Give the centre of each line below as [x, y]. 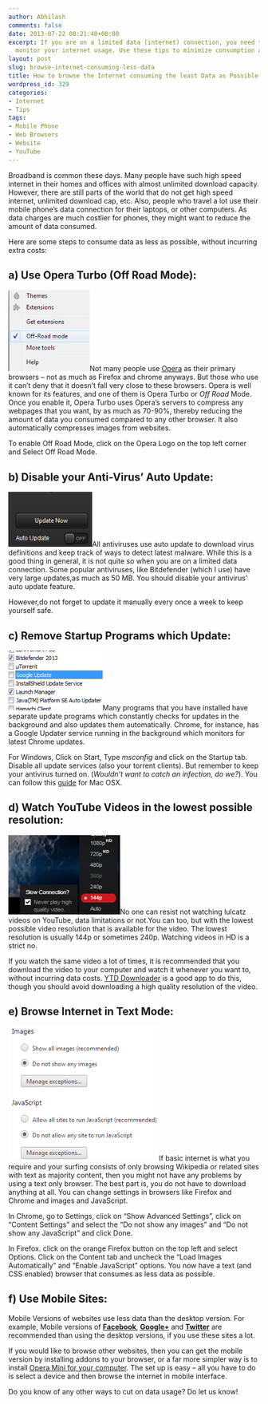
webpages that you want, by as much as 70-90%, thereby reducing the [126, 411]
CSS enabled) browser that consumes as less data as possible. [112, 1274]
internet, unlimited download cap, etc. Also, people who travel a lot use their [133, 200]
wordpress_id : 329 [39, 84]
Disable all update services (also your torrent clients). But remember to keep [134, 765]
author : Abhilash [37, 17]
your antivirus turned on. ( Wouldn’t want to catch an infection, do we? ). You [133, 774]
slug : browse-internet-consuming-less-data [82, 68]
